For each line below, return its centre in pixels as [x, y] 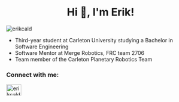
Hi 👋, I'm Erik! [101, 12]
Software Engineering [42, 47]
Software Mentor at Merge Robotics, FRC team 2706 [80, 52]
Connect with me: [33, 75]
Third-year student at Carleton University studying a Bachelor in [94, 40]
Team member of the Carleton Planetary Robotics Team [84, 59]
